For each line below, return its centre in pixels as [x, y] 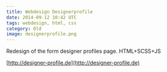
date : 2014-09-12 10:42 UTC [42, 17]
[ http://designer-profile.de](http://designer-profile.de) [73, 63]
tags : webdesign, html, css [42, 23]
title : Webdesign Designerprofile [50, 12]
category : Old [24, 28]
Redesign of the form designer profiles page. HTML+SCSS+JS [83, 51]
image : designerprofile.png [42, 34]
